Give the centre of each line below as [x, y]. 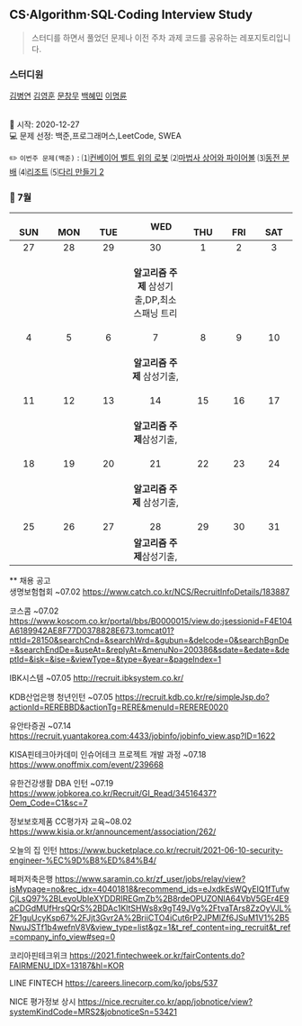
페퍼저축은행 [31, 879]
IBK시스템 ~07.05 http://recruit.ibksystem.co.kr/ [97, 678]
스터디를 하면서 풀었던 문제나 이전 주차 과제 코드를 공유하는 [134, 37]
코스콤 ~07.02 [34, 611]
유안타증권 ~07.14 [40, 726]
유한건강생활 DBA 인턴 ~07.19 [62, 784]
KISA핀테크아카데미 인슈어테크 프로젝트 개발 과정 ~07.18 [108, 755]
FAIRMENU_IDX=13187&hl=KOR [67, 966]
